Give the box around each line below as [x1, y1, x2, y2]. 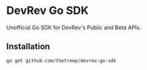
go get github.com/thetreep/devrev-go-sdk [6, 57, 116, 64]
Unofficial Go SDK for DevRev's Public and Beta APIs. [6, 24, 141, 31]
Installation [6, 41, 50, 52]
